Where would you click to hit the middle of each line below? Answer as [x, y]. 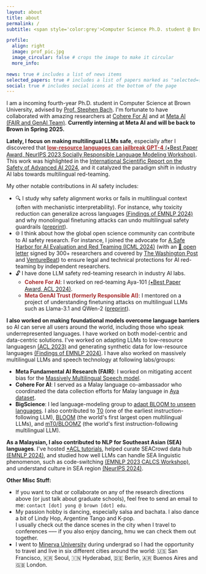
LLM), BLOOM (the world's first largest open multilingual [111, 417]
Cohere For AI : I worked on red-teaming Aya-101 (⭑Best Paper [102, 282]
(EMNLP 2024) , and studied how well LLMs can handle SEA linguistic [93, 455]
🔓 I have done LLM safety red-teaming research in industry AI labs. [100, 273]
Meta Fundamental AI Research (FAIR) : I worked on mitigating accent [103, 372]
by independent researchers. [74, 266]
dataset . [25, 398]
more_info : [26, 63]
